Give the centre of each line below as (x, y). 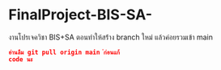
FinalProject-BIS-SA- (80, 15)
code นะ (21, 59)
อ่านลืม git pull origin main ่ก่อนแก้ (64, 52)
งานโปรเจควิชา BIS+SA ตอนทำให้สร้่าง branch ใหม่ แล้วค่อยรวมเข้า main (110, 37)
